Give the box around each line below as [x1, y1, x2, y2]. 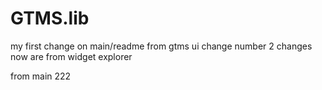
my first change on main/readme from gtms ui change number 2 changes [10, 40, 313, 52]
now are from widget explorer [10, 50, 133, 62]
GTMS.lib [10, 7, 90, 30]
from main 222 [10, 70, 72, 82]
